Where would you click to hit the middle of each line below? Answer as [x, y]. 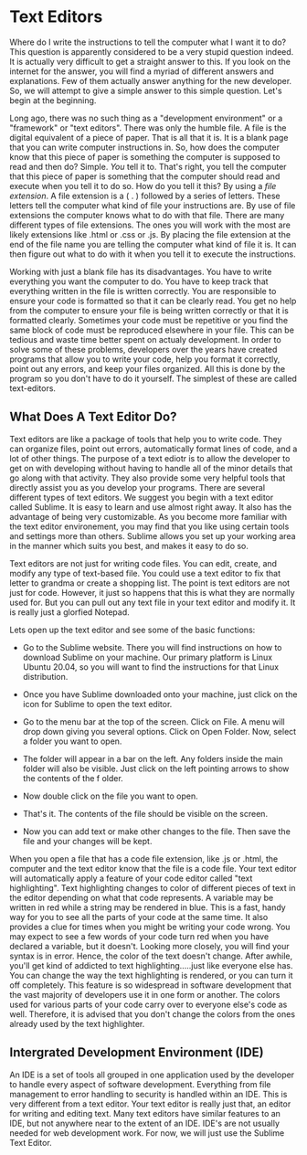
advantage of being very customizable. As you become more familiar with [148, 516]
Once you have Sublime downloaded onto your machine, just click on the [160, 694]
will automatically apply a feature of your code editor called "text [131, 878]
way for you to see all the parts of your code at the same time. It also [139, 917]
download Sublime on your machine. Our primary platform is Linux [147, 657]
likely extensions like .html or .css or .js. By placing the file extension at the [150, 234]
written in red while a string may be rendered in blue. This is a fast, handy [148, 907]
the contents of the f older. [73, 778]
